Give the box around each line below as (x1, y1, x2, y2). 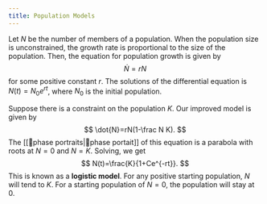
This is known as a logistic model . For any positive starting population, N (8, 171, 250, 181)
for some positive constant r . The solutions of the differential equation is (8, 76, 248, 85)
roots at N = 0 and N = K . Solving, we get (8, 146, 146, 156)
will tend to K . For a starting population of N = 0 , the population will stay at (8, 180, 255, 189)
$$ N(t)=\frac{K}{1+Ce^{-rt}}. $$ (80, 159, 190, 169)
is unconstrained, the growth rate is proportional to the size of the (8, 42, 226, 52)
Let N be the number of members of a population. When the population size (8, 34, 259, 44)
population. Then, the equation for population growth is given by (8, 51, 221, 60)
